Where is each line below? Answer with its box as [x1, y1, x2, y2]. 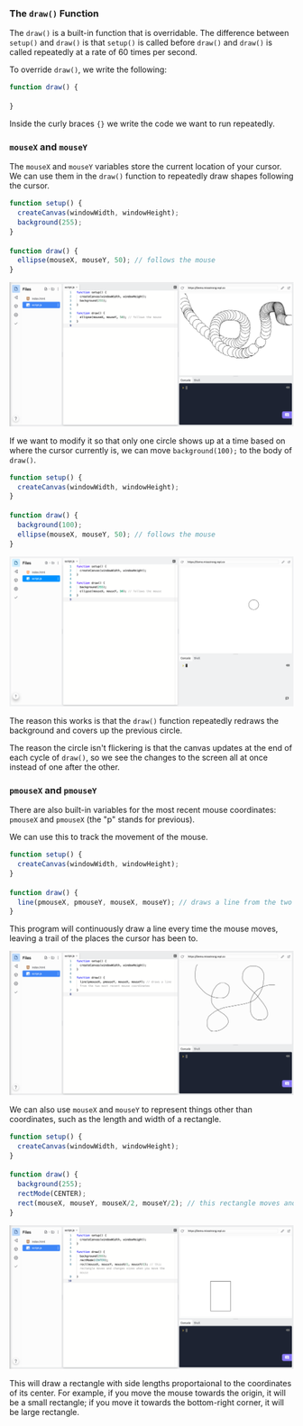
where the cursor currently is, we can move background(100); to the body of [9, 444, 293, 455]
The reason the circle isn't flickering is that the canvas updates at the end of [9, 742, 293, 753]
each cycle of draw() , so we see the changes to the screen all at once [9, 752, 269, 763]
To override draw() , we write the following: [9, 64, 167, 75]
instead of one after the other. [9, 761, 120, 772]
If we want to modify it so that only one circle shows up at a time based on [9, 435, 286, 446]
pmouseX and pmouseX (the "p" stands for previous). [9, 814, 196, 825]
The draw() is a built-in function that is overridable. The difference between [9, 28, 289, 39]
